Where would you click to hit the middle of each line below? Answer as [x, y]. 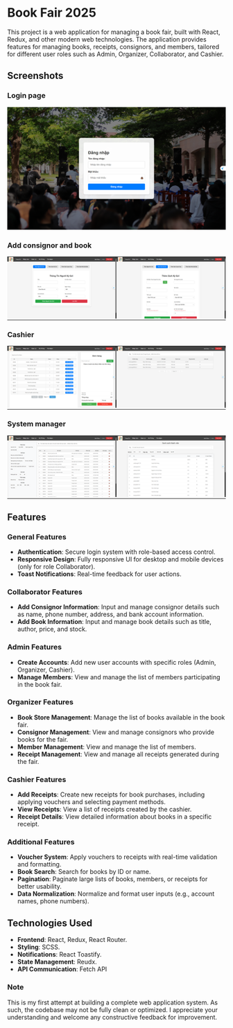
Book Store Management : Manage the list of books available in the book [121, 717]
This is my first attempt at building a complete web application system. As [113, 1002]
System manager [36, 424]
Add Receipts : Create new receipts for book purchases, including [111, 794]
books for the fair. [43, 739]
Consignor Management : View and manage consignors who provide [116, 732]
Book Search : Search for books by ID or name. [84, 872]
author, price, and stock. [52, 629]
